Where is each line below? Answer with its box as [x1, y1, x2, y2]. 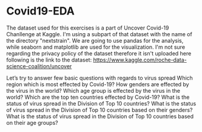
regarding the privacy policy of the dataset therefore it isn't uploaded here [6, 49, 192, 57]
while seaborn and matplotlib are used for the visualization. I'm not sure [6, 43, 186, 51]
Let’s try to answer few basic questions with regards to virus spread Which [6, 74, 193, 81]
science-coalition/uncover [6, 62, 72, 70]
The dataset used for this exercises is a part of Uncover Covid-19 [6, 24, 169, 31]
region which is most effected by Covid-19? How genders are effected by [6, 80, 189, 88]
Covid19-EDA [6, 4, 75, 18]
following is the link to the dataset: [6, 56, 92, 63]
